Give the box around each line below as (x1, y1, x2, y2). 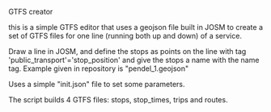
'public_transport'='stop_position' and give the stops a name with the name (8, 56, 260, 64)
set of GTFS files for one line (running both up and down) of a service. (8, 31, 243, 40)
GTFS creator (8, 7, 53, 16)
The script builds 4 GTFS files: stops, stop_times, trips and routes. (8, 95, 228, 104)
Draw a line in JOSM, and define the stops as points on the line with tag (8, 47, 247, 56)
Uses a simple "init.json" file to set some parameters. (8, 80, 185, 89)
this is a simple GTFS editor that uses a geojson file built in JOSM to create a (8, 23, 263, 31)
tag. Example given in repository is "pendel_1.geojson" (8, 64, 189, 73)
